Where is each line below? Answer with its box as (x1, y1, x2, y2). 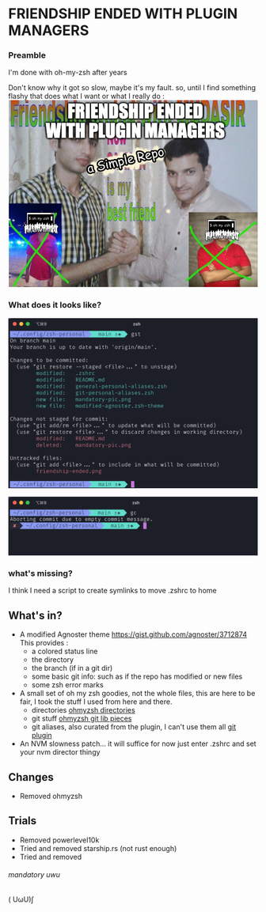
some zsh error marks (31, 680, 104, 690)
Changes (8, 770, 54, 784)
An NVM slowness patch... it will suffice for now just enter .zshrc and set (19, 739, 256, 748)
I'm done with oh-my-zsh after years (8, 68, 128, 78)
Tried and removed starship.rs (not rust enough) (19, 843, 177, 853)
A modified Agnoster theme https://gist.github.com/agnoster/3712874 (19, 630, 248, 639)
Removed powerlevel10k (19, 835, 100, 845)
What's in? (8, 608, 63, 622)
